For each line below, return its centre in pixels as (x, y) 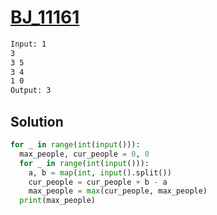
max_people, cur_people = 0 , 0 (84, 154)
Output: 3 (31, 91)
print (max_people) (58, 201)
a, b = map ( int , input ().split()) (100, 172)
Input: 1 (28, 44)
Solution (37, 121)
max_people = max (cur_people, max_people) (118, 191)
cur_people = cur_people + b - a (98, 182)
